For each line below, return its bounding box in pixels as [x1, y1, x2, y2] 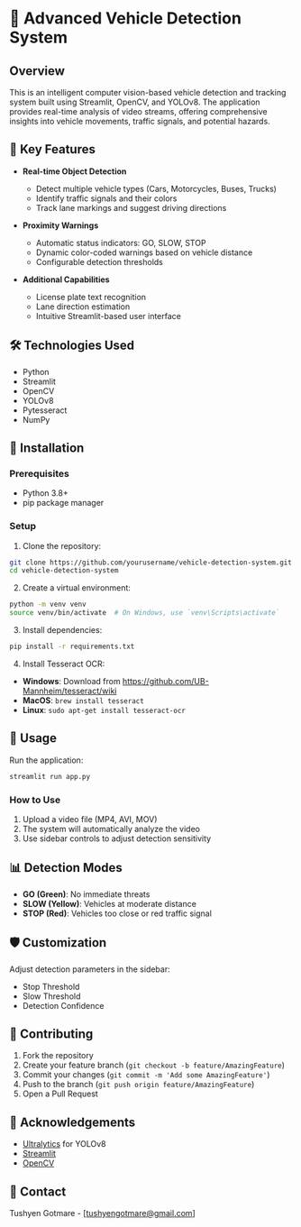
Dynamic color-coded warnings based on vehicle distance [35, 247, 253, 258]
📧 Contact [9, 1184, 67, 1199]
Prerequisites [9, 467, 69, 480]
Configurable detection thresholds [35, 256, 164, 267]
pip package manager [22, 498, 105, 508]
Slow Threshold [22, 991, 81, 1002]
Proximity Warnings [22, 220, 99, 231]
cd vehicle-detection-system [9, 566, 119, 575]
